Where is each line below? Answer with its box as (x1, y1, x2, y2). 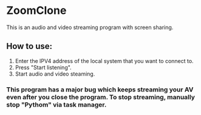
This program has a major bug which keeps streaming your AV (6, 85, 194, 94)
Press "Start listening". (15, 64, 72, 71)
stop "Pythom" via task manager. (6, 100, 107, 109)
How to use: (6, 41, 53, 51)
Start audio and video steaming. (15, 70, 95, 77)
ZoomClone (6, 4, 67, 18)
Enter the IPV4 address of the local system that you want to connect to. (15, 57, 194, 64)
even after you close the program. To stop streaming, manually (6, 93, 196, 101)
